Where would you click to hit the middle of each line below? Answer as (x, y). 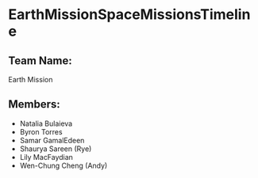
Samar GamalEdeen (52, 140)
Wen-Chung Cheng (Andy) (64, 165)
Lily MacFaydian (46, 157)
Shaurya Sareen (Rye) (56, 149)
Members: (35, 104)
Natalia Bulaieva (46, 123)
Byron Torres (41, 131)
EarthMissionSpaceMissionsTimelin (129, 15)
